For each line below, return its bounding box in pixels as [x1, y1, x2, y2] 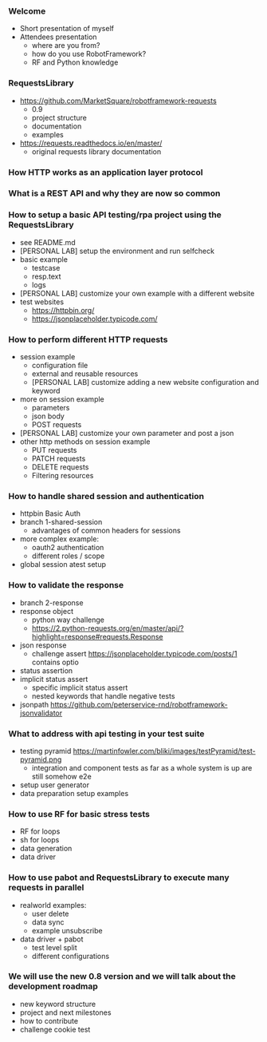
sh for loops [19, 835, 60, 845]
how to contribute [19, 1016, 78, 1025]
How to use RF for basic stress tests [8, 808, 150, 819]
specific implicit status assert [31, 683, 128, 692]
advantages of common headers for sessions [31, 525, 181, 536]
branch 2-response [19, 597, 84, 608]
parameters [31, 403, 70, 413]
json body [31, 411, 65, 421]
